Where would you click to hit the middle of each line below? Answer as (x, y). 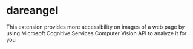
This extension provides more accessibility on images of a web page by (96, 27)
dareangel (32, 10)
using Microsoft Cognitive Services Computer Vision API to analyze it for (97, 33)
